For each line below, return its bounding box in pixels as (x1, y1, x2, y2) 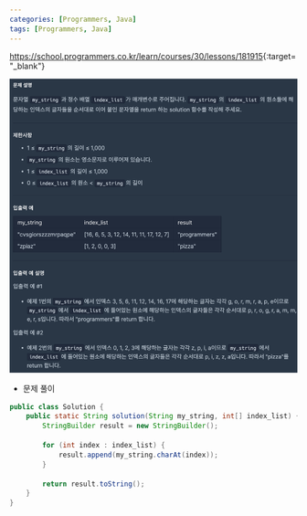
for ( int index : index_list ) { (42, 441, 166, 450)
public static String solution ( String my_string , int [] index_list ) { (26, 412, 301, 421)
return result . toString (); (42, 479, 145, 489)
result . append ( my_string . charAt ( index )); (58, 450, 219, 459)
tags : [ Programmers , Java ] (9, 24, 112, 34)
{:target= (262, 50, 297, 61)
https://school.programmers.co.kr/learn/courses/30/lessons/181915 (9, 50, 263, 61)
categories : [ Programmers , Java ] (9, 15, 137, 24)
